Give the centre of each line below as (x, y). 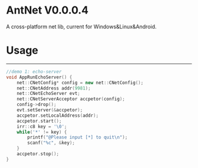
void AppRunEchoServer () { (39, 77)
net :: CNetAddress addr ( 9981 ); (54, 88)
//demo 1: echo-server (34, 71)
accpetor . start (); (39, 121)
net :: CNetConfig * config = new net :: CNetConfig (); (80, 83)
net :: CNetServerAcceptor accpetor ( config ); (71, 99)
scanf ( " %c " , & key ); (51, 143)
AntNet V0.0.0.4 (47, 10)
